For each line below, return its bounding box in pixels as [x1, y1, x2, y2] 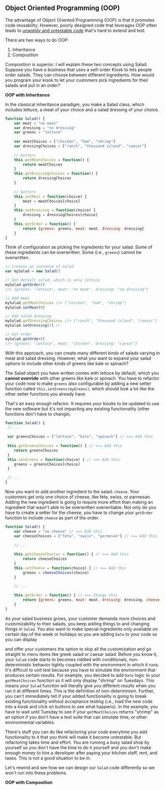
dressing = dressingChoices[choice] [23, 212, 98, 217]
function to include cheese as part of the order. [5, 515, 99, 521]
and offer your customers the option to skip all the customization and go [5, 646, 152, 652]
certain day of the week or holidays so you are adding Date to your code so [5, 631, 158, 637]
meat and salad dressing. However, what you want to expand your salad [5, 355, 151, 361]
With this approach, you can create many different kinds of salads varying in [5, 350, 160, 356]
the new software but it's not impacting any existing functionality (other [5, 406, 150, 412]
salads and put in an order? [5, 82, 61, 88]
